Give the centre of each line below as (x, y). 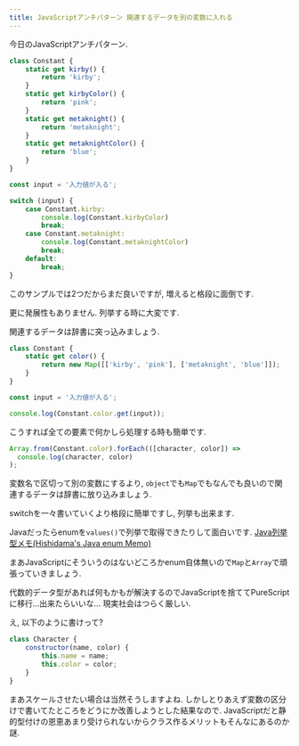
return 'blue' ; (69, 152)
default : (41, 258)
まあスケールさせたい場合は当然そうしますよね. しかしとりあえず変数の (140, 699)
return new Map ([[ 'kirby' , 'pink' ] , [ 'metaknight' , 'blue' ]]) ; (161, 365)
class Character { (43, 639)
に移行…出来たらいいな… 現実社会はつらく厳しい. (100, 603)
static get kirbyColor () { (75, 94)
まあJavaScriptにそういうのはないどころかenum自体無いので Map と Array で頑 (148, 562)
